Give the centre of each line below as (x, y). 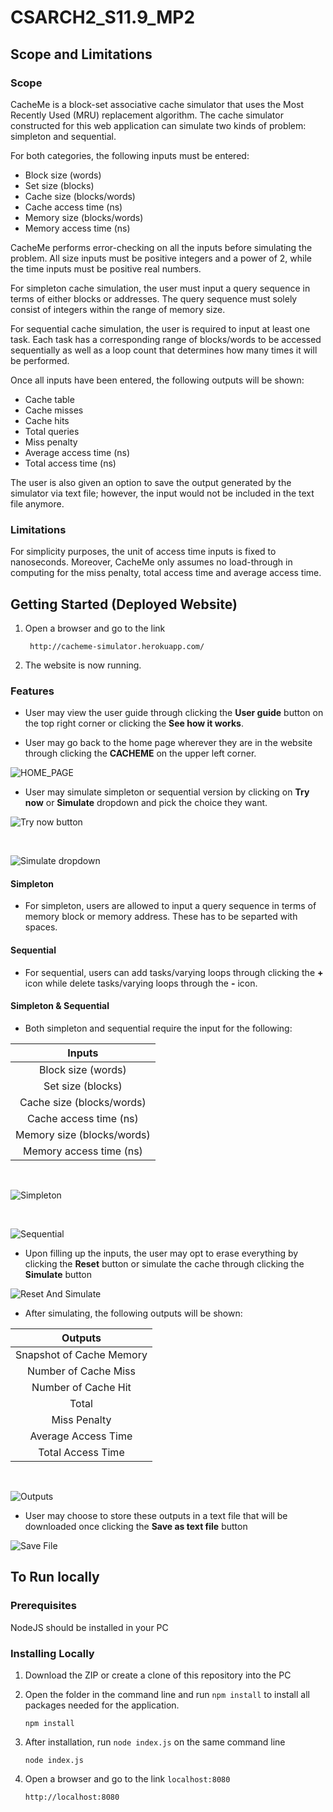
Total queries (52, 431)
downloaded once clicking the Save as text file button (136, 1526)
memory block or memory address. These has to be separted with (161, 917)
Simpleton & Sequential (60, 1006)
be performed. (40, 360)
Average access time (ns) (77, 452)
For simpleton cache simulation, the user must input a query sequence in (160, 288)
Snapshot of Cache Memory (81, 1354)
